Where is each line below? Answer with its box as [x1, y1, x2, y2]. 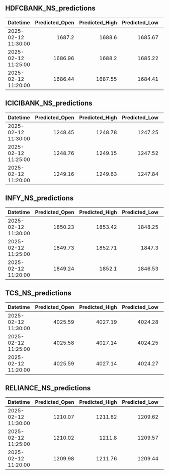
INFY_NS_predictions [5, 194, 74, 202]
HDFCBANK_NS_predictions [5, 4, 96, 13]
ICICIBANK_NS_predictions [5, 99, 93, 108]
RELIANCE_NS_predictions [5, 384, 91, 392]
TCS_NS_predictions [5, 289, 71, 297]
